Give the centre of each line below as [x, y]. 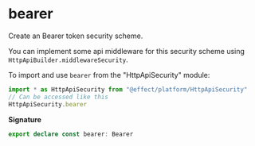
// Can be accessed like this [59, 97]
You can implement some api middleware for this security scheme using [127, 51]
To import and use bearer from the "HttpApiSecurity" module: [109, 75]
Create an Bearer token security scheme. [76, 36]
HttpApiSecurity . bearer [48, 104]
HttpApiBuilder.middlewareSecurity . [69, 60]
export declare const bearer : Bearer [71, 134]
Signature [25, 119]
